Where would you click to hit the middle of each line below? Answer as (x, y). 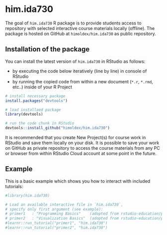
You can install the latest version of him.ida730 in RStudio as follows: (75, 61)
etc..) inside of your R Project (42, 87)
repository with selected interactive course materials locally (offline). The (80, 28)
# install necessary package (35, 96)
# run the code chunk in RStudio (40, 123)
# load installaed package (33, 110)
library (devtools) (24, 114)
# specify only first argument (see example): (54, 209)
